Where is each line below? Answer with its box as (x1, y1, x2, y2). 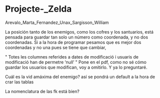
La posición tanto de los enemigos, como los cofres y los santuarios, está (5, 29, 154, 35)
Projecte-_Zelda (5, 3, 72, 15)
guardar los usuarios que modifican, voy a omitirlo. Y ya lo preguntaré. (5, 64, 148, 70)
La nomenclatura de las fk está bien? (5, 88, 80, 94)
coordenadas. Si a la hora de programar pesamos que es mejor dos (5, 39, 141, 45)
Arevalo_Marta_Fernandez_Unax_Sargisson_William (5, 20, 109, 25)
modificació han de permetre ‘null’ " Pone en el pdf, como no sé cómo (5, 59, 147, 65)
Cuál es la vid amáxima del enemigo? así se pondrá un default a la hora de (5, 74, 156, 79)
